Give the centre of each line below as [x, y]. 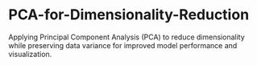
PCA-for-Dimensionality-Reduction [129, 15]
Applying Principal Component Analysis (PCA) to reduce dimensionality [127, 37]
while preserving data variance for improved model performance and [123, 45]
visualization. [30, 54]
